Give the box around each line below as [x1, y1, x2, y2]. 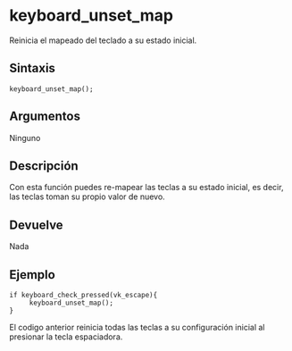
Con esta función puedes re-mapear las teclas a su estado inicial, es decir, [9, 182, 284, 193]
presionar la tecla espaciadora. [9, 331, 123, 342]
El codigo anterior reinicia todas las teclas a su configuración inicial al [9, 322, 265, 332]
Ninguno [9, 132, 41, 143]
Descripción [9, 158, 79, 173]
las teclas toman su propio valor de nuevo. [9, 191, 165, 202]
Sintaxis [9, 61, 56, 76]
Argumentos [9, 109, 80, 124]
